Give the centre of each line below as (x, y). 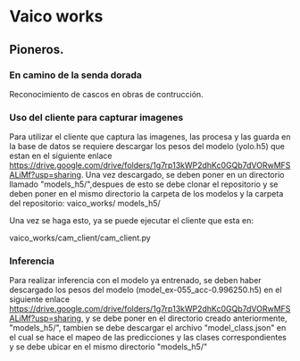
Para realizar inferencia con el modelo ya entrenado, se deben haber (135, 281)
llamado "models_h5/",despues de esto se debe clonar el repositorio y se (144, 184)
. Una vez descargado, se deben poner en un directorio (183, 175)
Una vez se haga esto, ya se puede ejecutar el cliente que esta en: (132, 221)
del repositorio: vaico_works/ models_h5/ (85, 204)
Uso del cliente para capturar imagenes (96, 117)
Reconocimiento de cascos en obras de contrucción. (106, 94)
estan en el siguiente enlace (61, 156)
